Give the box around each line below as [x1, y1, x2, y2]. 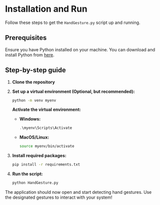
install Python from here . [5, 52, 55, 58]
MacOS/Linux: [19, 134, 50, 140]
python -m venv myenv [12, 98, 56, 103]
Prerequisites [5, 34, 47, 42]
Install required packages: [12, 153, 67, 159]
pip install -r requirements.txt [12, 162, 80, 167]
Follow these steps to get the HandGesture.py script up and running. [5, 20, 140, 25]
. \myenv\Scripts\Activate [19, 125, 72, 130]
